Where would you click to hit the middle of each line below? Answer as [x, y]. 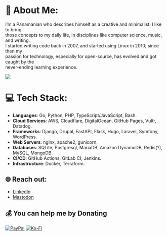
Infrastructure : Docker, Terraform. [49, 163]
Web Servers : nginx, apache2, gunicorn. [55, 142]
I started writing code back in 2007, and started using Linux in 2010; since [82, 45]
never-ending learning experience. [41, 67]
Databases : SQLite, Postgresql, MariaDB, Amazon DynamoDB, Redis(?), [88, 147]
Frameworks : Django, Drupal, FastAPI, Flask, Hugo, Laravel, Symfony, [86, 131]
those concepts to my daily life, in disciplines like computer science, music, [84, 35]
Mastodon [23, 197]
